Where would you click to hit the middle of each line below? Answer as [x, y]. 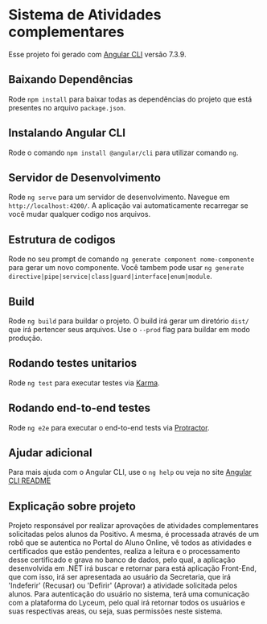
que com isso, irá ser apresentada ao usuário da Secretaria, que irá [120, 577]
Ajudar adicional [50, 453]
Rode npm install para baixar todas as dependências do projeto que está [130, 99]
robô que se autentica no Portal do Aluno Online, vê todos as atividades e [130, 543]
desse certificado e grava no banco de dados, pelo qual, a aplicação [122, 560]
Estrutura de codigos [62, 239]
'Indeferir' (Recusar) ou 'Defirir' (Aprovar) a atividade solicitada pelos [123, 585]
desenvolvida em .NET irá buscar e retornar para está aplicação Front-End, [133, 568]
